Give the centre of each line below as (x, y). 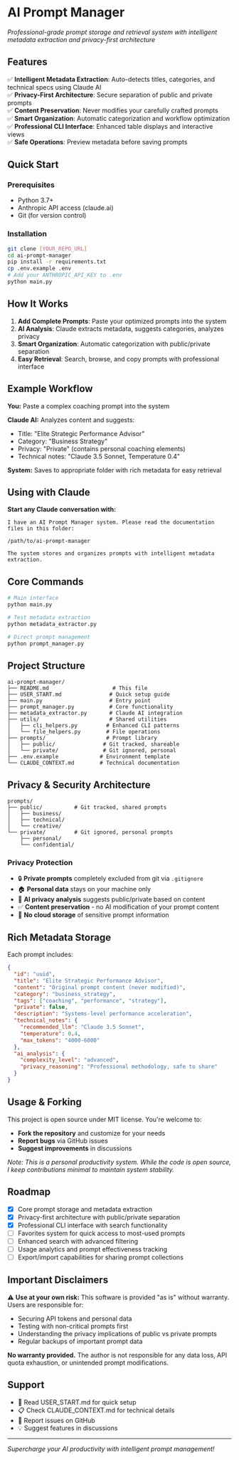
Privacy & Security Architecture (79, 784)
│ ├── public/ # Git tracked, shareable (94, 744)
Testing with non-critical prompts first (73, 1326)
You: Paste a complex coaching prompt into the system (89, 406)
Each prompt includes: (40, 955)
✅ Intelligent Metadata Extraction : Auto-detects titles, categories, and (111, 79)
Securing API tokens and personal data (75, 1318)
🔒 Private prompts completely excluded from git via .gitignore (111, 879)
